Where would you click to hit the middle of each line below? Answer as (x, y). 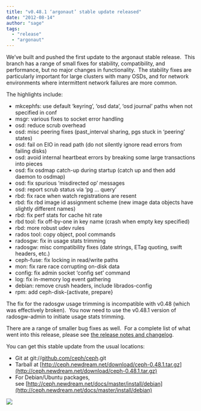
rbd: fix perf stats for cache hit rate (59, 215)
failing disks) (31, 151)
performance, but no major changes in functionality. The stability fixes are (99, 70)
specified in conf (36, 113)
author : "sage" (25, 23)
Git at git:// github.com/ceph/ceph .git (61, 358)
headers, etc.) (32, 253)
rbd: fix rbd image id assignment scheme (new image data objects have (104, 202)
